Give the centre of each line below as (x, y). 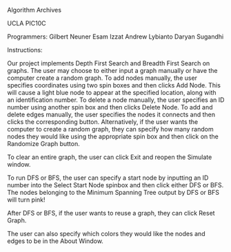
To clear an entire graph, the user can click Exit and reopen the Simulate (110, 157)
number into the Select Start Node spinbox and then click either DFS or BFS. (115, 185)
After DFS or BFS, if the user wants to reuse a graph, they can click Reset (111, 213)
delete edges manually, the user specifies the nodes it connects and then (111, 114)
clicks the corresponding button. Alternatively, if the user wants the (103, 122)
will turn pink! (27, 200)
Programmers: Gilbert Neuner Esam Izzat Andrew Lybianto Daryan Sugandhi (115, 36)
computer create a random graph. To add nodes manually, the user (102, 78)
